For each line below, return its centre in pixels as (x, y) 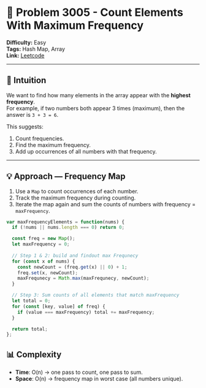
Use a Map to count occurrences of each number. (77, 191)
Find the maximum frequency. (53, 145)
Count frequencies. (40, 138)
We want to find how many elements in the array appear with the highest (99, 95)
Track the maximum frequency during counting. (75, 198)
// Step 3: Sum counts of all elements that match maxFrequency (96, 295)
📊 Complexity (34, 354)
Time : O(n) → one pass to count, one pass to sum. (79, 372)
